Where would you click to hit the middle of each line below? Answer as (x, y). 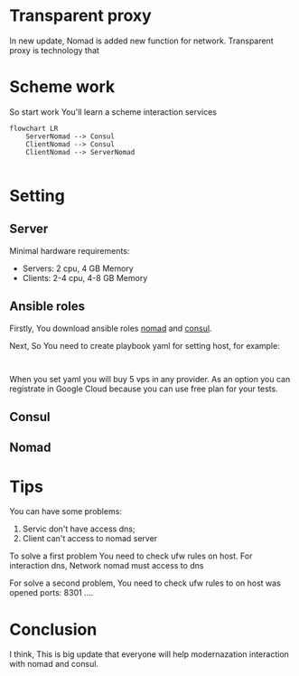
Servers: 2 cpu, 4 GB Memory (78, 268)
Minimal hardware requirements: (70, 250)
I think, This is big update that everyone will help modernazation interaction (149, 654)
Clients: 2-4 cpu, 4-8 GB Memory (85, 277)
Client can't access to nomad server (90, 539)
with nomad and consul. (54, 664)
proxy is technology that (54, 50)
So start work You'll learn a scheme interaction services (113, 112)
